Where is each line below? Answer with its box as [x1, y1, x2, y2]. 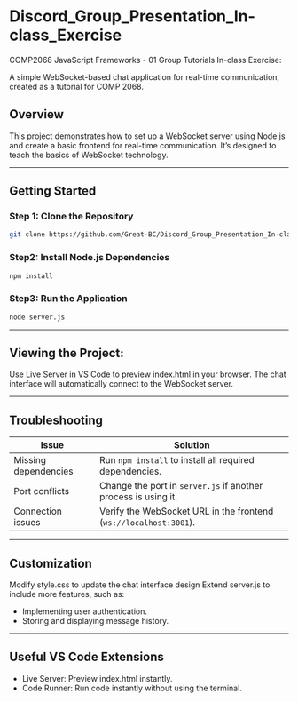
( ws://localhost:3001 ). [98, 516, 196, 529]
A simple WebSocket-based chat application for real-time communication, [9, 71, 280, 82]
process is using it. [98, 491, 177, 503]
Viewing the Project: [9, 346, 124, 361]
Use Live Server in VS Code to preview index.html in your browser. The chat [9, 369, 286, 379]
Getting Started [9, 184, 97, 199]
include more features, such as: [9, 589, 125, 600]
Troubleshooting [9, 412, 104, 427]
